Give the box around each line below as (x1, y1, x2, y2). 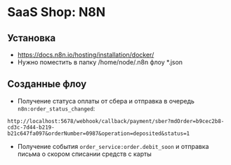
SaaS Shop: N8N (7, 4, 106, 20)
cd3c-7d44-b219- (7, 124, 55, 131)
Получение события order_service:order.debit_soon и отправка (17, 142, 209, 150)
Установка (7, 32, 56, 44)
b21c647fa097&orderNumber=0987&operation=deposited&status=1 (7, 130, 190, 137)
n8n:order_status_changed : (17, 104, 95, 113)
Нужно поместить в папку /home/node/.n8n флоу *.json (17, 58, 183, 66)
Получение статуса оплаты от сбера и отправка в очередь (17, 96, 195, 105)
